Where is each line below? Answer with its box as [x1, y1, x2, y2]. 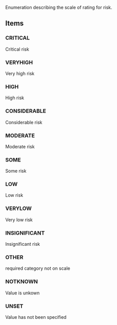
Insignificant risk [5, 241, 40, 247]
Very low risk [5, 217, 33, 223]
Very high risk [5, 70, 35, 76]
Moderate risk [5, 143, 35, 150]
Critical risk [5, 46, 30, 52]
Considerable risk [5, 119, 42, 125]
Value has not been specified [5, 314, 67, 320]
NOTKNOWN [5, 278, 38, 285]
